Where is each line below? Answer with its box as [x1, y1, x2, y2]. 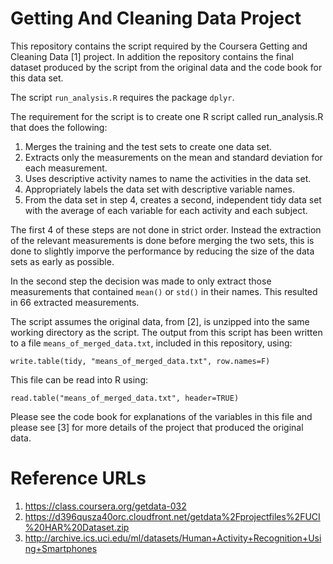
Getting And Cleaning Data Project [10, 7, 302, 30]
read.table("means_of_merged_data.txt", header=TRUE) [10, 393, 240, 403]
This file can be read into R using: [10, 373, 149, 386]
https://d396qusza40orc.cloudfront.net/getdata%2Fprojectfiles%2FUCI [24, 510, 321, 522]
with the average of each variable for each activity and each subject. [24, 204, 308, 216]
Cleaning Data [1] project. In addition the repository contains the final [10, 50, 294, 62]
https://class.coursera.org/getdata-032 [24, 500, 187, 512]
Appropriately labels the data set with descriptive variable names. [24, 183, 295, 195]
